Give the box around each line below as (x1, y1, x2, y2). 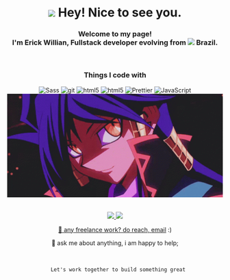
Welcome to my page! (77, 29, 153, 39)
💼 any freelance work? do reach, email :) (57, 225, 172, 233)
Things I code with (84, 71, 146, 80)
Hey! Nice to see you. (57, 5, 182, 21)
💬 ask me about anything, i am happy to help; (51, 238, 179, 247)
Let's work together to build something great (50, 266, 186, 273)
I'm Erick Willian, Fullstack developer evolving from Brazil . (12, 38, 218, 47)
